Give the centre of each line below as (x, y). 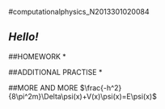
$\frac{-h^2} (101, 87)
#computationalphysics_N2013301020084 (79, 12)
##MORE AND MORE (43, 87)
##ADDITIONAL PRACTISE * (55, 72)
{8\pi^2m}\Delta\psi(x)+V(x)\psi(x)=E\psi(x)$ (83, 96)
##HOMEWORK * (37, 57)
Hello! (23, 37)
